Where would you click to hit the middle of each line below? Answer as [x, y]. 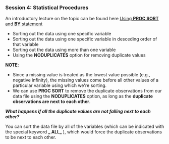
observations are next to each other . [51, 102]
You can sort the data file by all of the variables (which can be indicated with [85, 127]
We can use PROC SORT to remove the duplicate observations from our [87, 91]
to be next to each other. [31, 137]
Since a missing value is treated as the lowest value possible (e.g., [81, 75]
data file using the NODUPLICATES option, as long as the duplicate [82, 96]
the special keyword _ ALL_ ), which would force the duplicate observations [84, 132]
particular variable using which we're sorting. [60, 85]
